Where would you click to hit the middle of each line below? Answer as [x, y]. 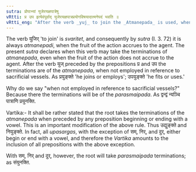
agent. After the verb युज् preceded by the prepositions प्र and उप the [86, 64]
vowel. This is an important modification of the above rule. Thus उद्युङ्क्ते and [96, 125]
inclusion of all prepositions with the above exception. [71, 145]
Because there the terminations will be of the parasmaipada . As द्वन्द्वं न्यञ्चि [93, 94]
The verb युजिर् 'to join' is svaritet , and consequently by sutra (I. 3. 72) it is [94, 39]
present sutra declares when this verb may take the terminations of [87, 52]
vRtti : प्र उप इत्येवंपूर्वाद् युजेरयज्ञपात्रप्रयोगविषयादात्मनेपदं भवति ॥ [62, 17]
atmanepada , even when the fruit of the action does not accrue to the [90, 58]
